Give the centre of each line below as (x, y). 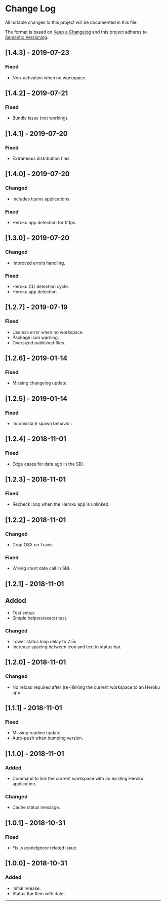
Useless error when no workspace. (48, 332)
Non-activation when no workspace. (49, 78)
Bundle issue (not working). (40, 118)
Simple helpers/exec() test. (40, 618)
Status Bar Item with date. (39, 893)
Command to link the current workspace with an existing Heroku (78, 778)
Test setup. (24, 613)
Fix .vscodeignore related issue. (45, 848)
